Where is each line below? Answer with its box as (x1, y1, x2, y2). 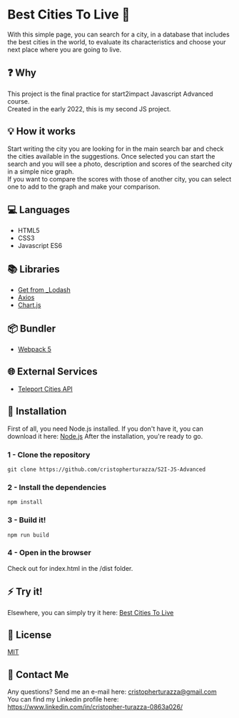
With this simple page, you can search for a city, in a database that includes (7, 30, 230, 39)
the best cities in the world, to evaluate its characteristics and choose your (7, 37, 226, 46)
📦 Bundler (7, 322, 56, 334)
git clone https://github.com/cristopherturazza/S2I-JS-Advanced (7, 466, 205, 473)
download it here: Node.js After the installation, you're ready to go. (7, 432, 203, 440)
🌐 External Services (7, 366, 98, 378)
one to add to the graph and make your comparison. (7, 182, 161, 191)
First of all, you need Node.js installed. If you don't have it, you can (7, 424, 203, 433)
